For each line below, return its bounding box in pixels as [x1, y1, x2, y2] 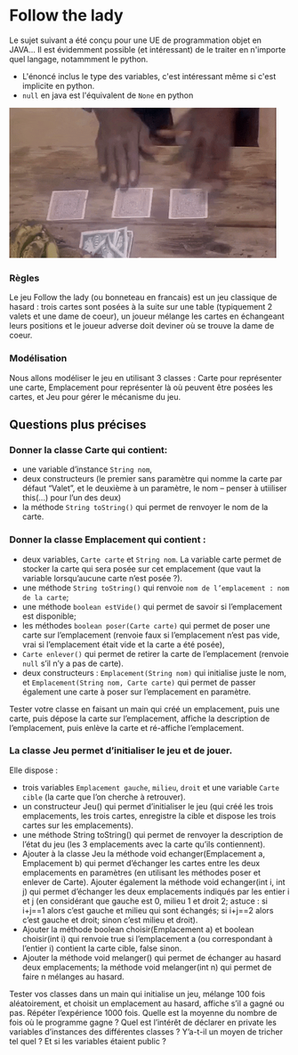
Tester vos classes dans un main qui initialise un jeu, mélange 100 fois [9, 988, 265, 999]
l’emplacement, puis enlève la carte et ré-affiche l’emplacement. [9, 722, 245, 733]
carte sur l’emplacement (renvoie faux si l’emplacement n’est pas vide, [21, 629, 280, 640]
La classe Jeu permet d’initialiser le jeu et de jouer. [9, 744, 233, 757]
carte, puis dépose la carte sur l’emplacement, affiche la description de [9, 713, 270, 724]
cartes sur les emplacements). [21, 820, 134, 831]
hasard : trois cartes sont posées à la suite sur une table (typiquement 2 [9, 302, 273, 312]
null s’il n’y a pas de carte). [21, 658, 125, 669]
